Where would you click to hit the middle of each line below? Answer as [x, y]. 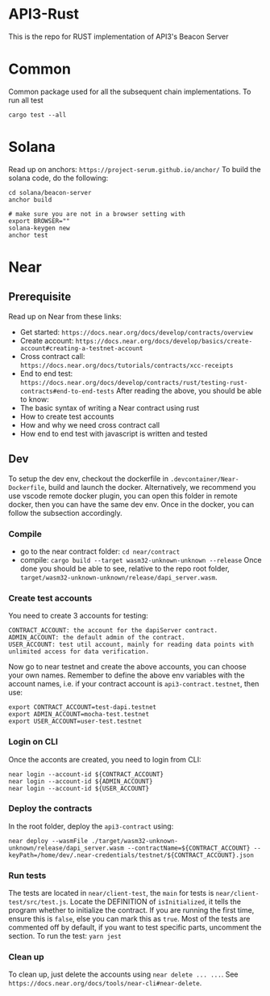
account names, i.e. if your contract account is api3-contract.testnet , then [134, 684]
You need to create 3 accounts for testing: [79, 616]
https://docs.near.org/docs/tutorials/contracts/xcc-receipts [127, 365]
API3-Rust [44, 14]
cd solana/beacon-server [50, 192]
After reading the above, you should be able [189, 390]
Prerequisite [40, 297]
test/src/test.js [37, 902]
